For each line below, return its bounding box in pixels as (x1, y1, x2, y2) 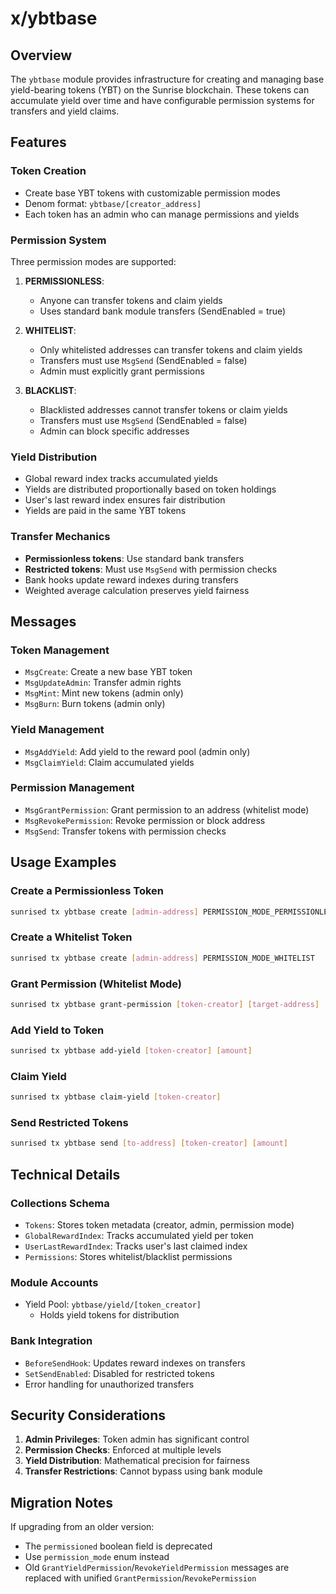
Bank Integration (10, 1334, 93, 1348)
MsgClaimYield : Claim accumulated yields (24, 756, 195, 768)
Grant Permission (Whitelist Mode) (10, 977, 182, 991)
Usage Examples (10, 854, 117, 871)
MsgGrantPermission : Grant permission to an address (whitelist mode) (24, 803, 310, 816)
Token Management (10, 643, 110, 657)
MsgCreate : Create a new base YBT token (24, 666, 193, 678)
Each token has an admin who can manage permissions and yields (24, 208, 300, 220)
